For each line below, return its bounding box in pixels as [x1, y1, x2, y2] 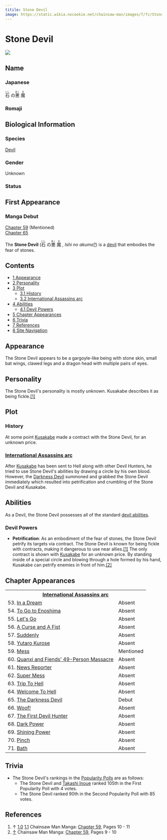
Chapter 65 [5, 229, 28, 235]
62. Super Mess [7, 672, 45, 679]
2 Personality [12, 280, 40, 286]
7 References [12, 322, 40, 328]
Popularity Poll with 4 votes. [19, 785, 78, 791]
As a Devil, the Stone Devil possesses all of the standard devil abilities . [5, 512, 150, 518]
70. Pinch [7, 736, 30, 743]
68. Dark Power [7, 720, 44, 727]
